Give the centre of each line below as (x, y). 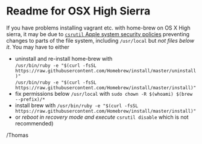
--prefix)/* (30, 99)
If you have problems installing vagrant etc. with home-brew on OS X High (99, 28)
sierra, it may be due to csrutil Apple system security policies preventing (98, 34)
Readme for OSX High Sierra (78, 11)
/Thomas (17, 135)
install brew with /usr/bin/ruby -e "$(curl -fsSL (77, 105)
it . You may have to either (38, 47)
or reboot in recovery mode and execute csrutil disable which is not (102, 117)
